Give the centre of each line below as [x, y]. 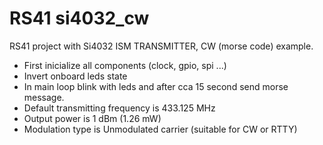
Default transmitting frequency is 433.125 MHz [119, 108]
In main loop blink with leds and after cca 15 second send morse [156, 86]
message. [44, 97]
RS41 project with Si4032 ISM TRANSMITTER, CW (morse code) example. [161, 46]
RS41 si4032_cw [79, 18]
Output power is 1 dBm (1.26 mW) [92, 118]
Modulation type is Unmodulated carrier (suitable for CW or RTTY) [160, 129]
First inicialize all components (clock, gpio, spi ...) [125, 65]
